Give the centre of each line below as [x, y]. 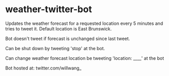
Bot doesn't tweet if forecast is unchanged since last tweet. [68, 39]
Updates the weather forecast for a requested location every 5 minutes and [84, 23]
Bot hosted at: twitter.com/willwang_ [43, 68]
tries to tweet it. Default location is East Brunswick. [59, 28]
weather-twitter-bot [49, 9]
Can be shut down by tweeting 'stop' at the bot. [55, 48]
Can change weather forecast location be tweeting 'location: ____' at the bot [85, 58]
